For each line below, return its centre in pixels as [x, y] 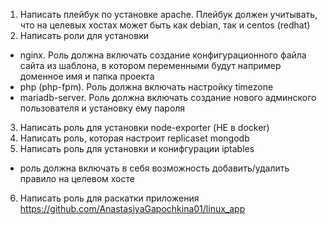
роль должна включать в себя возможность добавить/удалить [154, 168]
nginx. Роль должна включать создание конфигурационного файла [163, 55]
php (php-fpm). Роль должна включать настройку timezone [146, 87]
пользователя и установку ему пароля [102, 108]
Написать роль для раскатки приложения [109, 198]
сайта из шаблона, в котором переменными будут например [150, 65]
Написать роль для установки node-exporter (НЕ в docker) [144, 127]
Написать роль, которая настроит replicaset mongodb [134, 138]
